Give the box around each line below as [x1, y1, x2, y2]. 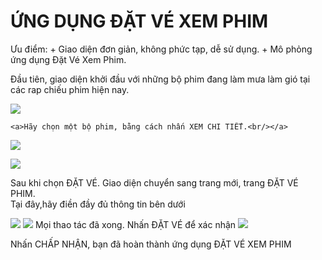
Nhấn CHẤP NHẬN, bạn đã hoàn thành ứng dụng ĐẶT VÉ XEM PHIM [10, 238, 292, 250]
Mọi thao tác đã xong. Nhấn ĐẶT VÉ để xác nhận [34, 218, 237, 230]
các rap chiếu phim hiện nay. [10, 83, 130, 95]
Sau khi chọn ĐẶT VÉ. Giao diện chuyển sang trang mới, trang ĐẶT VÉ [10, 176, 299, 189]
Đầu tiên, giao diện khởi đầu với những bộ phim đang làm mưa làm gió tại [10, 73, 311, 85]
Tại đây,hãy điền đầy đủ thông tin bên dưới [10, 198, 186, 210]
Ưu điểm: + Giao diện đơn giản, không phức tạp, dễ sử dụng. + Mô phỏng [10, 43, 313, 55]
